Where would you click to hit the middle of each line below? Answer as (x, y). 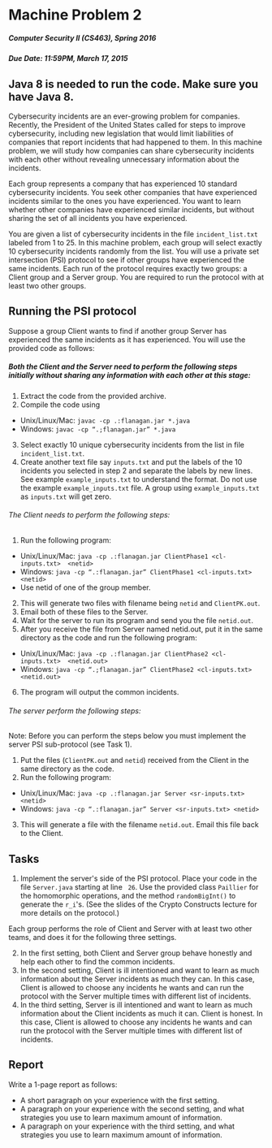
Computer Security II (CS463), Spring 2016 (82, 37)
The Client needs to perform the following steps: (89, 515)
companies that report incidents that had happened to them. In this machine (135, 142)
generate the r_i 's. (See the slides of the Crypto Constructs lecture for (138, 904)
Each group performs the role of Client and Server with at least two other (130, 929)
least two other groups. (47, 285)
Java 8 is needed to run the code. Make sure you (133, 84)
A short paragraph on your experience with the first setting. (119, 1100)
